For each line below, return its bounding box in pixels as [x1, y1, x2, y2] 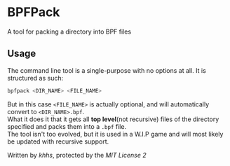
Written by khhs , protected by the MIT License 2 [7, 151, 147, 159]
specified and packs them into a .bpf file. [7, 122, 127, 130]
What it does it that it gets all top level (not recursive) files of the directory [7, 115, 219, 123]
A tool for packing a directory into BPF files [7, 27, 132, 36]
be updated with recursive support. [7, 137, 109, 146]
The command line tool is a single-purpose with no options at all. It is [7, 66, 207, 74]
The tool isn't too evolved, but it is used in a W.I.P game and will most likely [7, 130, 224, 138]
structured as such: [7, 74, 64, 82]
